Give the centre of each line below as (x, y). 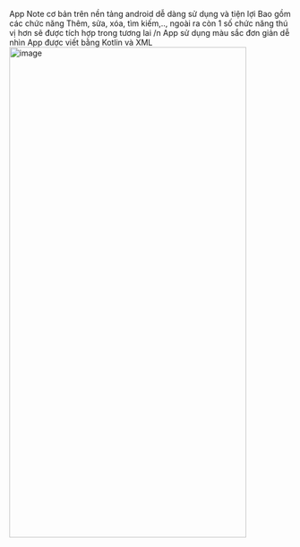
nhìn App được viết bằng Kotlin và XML (81, 42)
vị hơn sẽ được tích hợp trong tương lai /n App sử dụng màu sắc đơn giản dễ (150, 33)
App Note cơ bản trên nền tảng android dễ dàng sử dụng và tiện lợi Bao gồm (150, 14)
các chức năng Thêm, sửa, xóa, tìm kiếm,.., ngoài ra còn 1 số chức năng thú (149, 23)
